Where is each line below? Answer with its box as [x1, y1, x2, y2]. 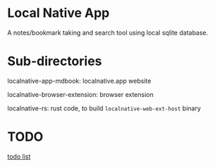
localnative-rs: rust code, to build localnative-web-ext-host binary [7, 104, 201, 113]
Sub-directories [7, 53, 102, 69]
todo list [7, 152, 31, 161]
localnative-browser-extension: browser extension [7, 90, 154, 98]
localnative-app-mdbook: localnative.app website [7, 76, 152, 85]
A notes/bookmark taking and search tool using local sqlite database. [7, 28, 209, 37]
